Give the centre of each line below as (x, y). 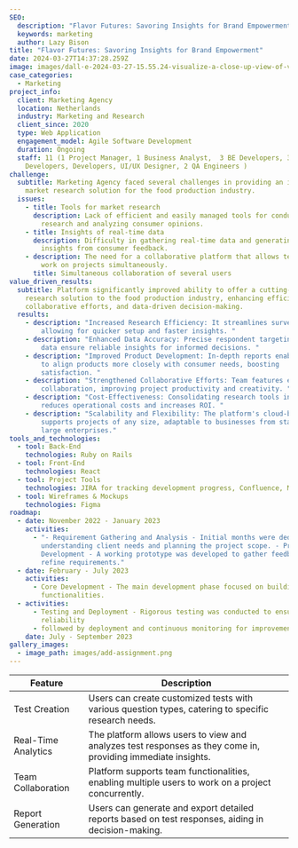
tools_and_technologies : (55, 439)
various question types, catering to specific (178, 709)
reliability (63, 620)
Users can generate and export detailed (171, 808)
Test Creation (42, 709)
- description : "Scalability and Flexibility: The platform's (142, 414)
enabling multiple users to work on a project (180, 782)
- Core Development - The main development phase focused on (148, 587)
